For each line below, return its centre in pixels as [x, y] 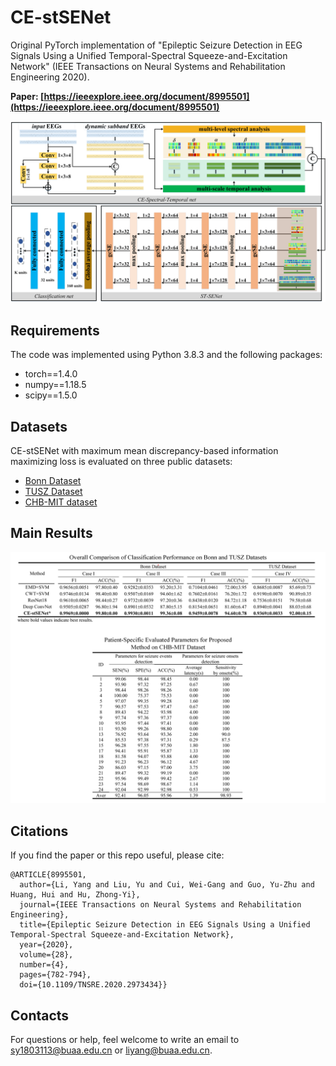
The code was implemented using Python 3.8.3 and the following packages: [166, 355]
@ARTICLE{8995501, [48, 875]
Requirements [55, 330]
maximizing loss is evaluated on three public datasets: [121, 461]
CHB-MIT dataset [61, 502]
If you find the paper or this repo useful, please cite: [117, 855]
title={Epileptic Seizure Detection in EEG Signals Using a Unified [165, 925]
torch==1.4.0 [51, 374]
